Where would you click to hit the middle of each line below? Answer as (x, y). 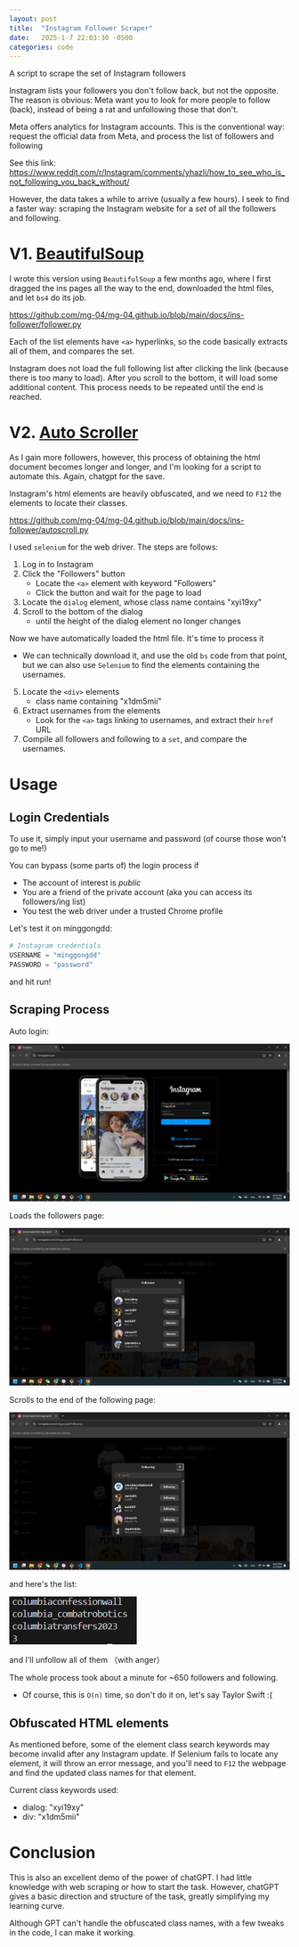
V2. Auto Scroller (74, 433)
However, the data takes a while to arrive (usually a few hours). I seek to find (149, 200)
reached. (26, 397)
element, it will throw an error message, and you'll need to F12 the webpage (148, 1764)
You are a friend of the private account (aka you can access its (137, 892)
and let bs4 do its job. (48, 297)
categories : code (41, 47)
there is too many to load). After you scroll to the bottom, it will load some (144, 378)
